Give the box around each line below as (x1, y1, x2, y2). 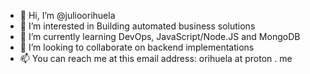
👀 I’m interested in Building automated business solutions (19, 20, 256, 32)
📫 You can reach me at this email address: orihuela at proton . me (19, 53, 293, 64)
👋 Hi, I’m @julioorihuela (19, 10, 116, 21)
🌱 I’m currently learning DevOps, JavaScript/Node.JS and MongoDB (19, 31, 301, 42)
